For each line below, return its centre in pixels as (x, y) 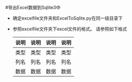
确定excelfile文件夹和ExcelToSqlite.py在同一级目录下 (68, 18)
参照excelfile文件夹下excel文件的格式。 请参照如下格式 (70, 29)
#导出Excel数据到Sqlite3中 (33, 7)
